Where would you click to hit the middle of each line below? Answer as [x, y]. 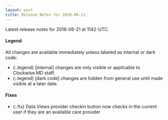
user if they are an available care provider [56, 112]
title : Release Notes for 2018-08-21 [45, 15]
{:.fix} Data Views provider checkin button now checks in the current [85, 106]
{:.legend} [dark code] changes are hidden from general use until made [88, 78]
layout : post [19, 10]
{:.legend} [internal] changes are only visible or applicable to [76, 67]
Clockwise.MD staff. [34, 73]
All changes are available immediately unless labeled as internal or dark [80, 52]
